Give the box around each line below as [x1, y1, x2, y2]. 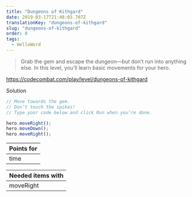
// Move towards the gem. [6, 98, 70, 104]
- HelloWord [11, 42, 41, 48]
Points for [9, 144, 37, 153]
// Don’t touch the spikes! [6, 104, 76, 110]
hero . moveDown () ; [6, 125, 49, 132]
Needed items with [9, 172, 64, 180]
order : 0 [6, 31, 28, 37]
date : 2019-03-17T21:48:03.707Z [6, 14, 86, 20]
